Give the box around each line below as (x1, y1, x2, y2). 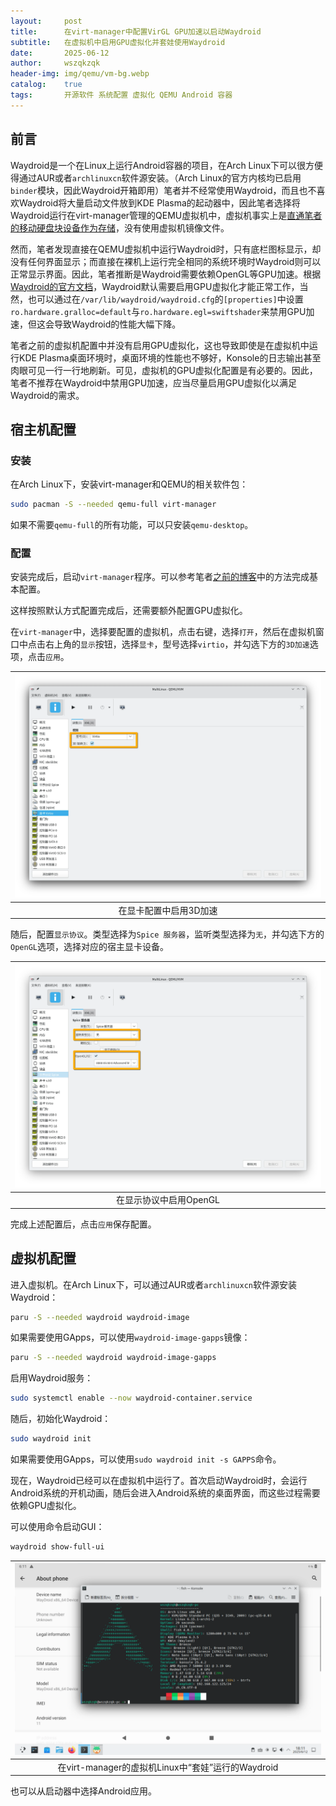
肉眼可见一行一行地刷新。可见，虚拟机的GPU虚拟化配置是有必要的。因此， (10, 364, 318, 376)
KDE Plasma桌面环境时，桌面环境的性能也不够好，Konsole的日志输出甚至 (18, 351, 322, 364)
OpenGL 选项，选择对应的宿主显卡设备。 (10, 941, 169, 953)
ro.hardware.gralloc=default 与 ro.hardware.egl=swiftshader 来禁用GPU (10, 305, 307, 317)
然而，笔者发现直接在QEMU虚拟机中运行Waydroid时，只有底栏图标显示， (10, 243, 313, 255)
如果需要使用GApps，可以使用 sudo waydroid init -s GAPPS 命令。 (10, 1453, 282, 1465)
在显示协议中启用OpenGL (115, 1194, 221, 1206)
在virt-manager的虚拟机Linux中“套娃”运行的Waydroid (57, 1761, 279, 1773)
